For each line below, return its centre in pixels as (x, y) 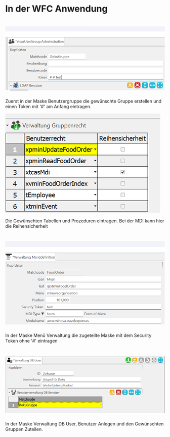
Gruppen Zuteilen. (24, 429)
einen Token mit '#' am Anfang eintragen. (48, 106)
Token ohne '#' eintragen (31, 341)
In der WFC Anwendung (56, 9)
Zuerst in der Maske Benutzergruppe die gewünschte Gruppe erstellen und (83, 101)
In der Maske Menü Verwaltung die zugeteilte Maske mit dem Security (78, 335)
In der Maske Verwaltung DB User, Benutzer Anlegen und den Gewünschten (84, 424)
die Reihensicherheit (27, 226)
